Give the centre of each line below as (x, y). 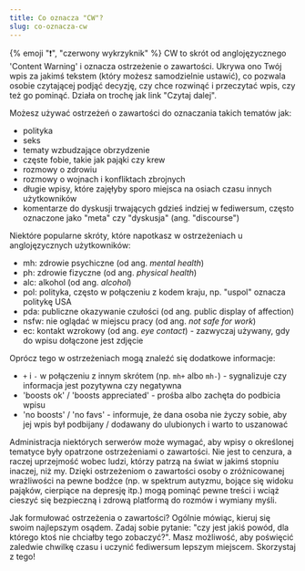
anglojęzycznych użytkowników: (70, 245)
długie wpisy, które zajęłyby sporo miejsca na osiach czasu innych (147, 189)
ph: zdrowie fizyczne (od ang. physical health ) (110, 272)
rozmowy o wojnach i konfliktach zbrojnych (104, 179)
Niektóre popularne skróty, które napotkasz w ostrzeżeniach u (126, 235)
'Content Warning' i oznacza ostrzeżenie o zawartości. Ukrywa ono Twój (146, 66)
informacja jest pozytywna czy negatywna (102, 385)
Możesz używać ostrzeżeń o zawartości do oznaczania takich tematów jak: (151, 113)
